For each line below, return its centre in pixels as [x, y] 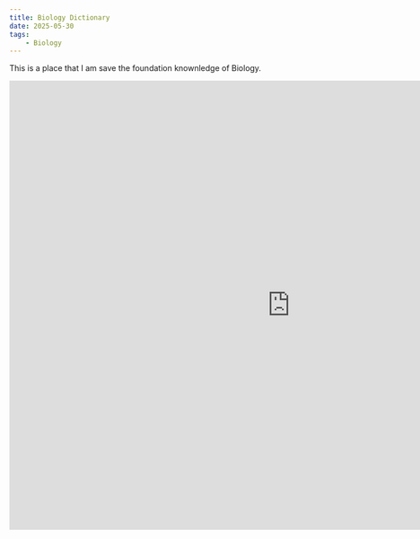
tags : [19, 34]
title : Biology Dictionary [60, 18]
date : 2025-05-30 [42, 26]
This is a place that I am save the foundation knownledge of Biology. [136, 68]
